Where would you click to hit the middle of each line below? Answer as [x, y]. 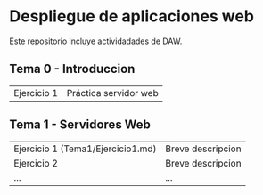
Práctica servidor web [112, 93]
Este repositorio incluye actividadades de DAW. [96, 41]
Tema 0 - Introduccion [72, 69]
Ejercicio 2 [36, 163]
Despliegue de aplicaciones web [131, 16]
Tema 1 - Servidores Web [80, 125]
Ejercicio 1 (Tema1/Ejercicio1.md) [85, 149]
